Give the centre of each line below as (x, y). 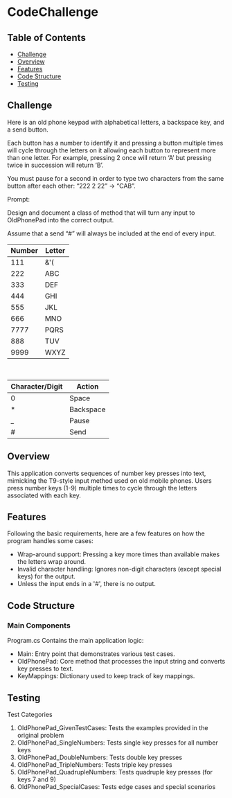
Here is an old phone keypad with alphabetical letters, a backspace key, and (116, 122)
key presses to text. (45, 668)
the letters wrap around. (52, 562)
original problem (41, 735)
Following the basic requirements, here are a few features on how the (106, 533)
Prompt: (18, 199)
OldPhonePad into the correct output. (61, 220)
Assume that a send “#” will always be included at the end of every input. (111, 233)
